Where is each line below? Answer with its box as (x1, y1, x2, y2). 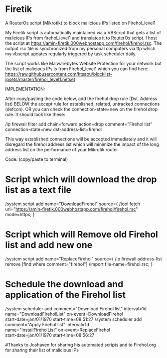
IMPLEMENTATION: (5, 86, 45, 92)
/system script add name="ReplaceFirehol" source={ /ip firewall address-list (5, 255, 162, 262)
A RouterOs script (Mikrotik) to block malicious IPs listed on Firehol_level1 (5, 20, 156, 26)
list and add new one (5, 239, 93, 251)
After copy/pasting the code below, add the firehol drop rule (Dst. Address (5, 96, 158, 102)
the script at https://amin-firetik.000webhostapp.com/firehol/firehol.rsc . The (5, 40, 162, 46)
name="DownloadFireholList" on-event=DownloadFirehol (5, 311, 123, 317)
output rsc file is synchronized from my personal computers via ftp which (5, 45, 156, 51)
